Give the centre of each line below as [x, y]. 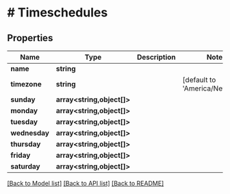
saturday [25, 166]
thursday [26, 144]
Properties [30, 38]
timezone [26, 84]
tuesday [24, 122]
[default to [199, 80]
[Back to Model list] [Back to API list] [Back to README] [86, 183]
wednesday [30, 133]
